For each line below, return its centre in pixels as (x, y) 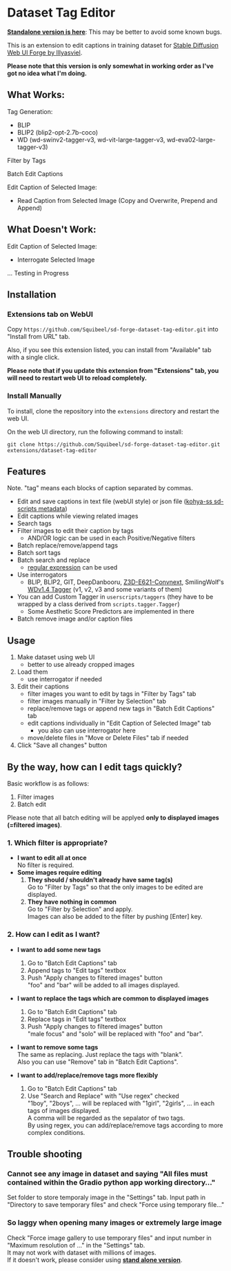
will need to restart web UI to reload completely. (77, 378)
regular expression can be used (72, 567)
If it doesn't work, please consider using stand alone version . (95, 1260)
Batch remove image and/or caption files (75, 619)
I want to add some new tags (59, 949)
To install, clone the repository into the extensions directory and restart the (113, 411)
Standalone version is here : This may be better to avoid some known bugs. (114, 32)
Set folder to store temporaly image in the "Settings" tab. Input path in (106, 1197)
